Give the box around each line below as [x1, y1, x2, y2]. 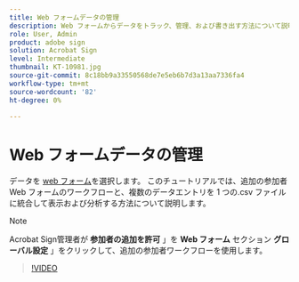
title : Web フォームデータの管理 [9, 12, 120, 22]
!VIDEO [30, 263, 58, 274]
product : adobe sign [9, 37, 86, 47]
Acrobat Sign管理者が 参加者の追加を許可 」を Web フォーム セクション [9, 234, 272, 245]
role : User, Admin [9, 29, 77, 38]
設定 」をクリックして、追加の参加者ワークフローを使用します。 [32, 246, 268, 256]
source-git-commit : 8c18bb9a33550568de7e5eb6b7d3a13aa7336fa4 [9, 71, 245, 80]
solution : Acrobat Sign [9, 46, 98, 55]
